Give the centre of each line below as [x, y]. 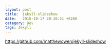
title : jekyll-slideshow [31, 14]
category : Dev [19, 23]
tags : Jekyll [18, 28]
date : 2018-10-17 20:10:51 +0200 [41, 18]
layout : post [18, 9]
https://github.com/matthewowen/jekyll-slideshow [55, 41]
